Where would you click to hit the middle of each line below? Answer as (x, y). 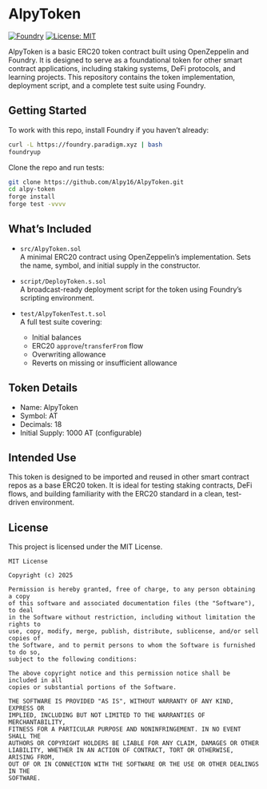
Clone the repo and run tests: (56, 167)
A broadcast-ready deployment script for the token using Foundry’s (131, 289)
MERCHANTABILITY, (37, 723)
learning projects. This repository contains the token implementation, (122, 77)
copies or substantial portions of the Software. (93, 687)
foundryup (25, 152)
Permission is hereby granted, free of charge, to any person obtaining (132, 590)
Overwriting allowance (69, 354)
